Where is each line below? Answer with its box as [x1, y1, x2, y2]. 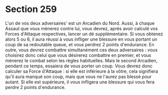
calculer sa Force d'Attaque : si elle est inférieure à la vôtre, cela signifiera [5, 68, 158, 74]
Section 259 [5, 4, 57, 15]
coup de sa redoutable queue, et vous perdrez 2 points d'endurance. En [5, 41, 154, 47]
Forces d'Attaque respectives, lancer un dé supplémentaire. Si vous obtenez [5, 31, 163, 37]
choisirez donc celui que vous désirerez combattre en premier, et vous [5, 52, 151, 58]
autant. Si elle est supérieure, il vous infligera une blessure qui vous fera [5, 79, 155, 85]
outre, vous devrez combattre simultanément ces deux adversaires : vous [5, 47, 158, 53]
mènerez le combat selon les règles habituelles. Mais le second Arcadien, [5, 57, 157, 63]
